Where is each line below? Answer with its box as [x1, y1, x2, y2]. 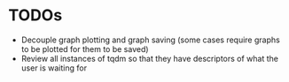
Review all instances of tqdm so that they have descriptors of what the [20, 53, 278, 63]
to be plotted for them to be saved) [20, 43, 149, 54]
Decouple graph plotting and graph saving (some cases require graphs [20, 34, 280, 45]
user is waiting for [20, 63, 88, 73]
